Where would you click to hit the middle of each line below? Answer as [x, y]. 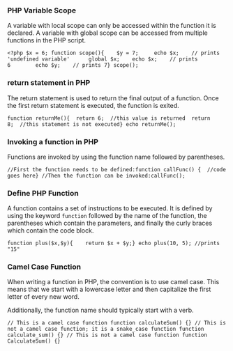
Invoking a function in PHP [53, 141]
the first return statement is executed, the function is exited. [93, 105]
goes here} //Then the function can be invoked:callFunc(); [97, 175]
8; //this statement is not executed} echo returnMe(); [92, 124]
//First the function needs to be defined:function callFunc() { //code [117, 169]
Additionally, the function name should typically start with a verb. [100, 310]
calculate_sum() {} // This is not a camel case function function [107, 335]
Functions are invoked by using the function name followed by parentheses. [116, 157]
